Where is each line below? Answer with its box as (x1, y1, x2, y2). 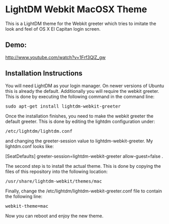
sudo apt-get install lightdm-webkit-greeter (5, 103, 121, 109)
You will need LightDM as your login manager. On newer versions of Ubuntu (5, 83, 164, 89)
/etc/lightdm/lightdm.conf (5, 128, 73, 134)
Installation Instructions (5, 69, 83, 78)
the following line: (5, 193, 42, 200)
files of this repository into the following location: (5, 168, 108, 175)
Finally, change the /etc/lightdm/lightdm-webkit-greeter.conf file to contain (5, 188, 162, 194)
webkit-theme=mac (5, 203, 48, 209)
